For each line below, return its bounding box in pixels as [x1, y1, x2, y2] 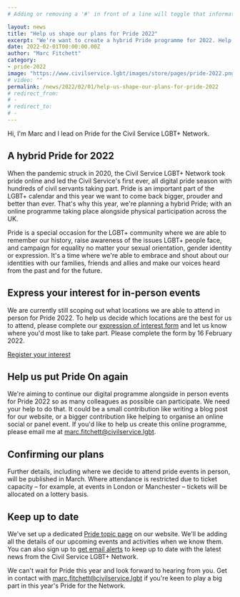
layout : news [7, 23, 46, 31]
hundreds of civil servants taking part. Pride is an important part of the [7, 184, 215, 193]
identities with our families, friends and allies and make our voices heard [7, 259, 220, 267]
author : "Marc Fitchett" [7, 50, 81, 57]
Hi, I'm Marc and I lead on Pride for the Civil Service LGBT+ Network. [7, 129, 210, 138]
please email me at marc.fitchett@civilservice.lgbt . [7, 428, 156, 436]
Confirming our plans [7, 448, 105, 461]
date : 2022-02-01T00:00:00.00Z [7, 44, 101, 51]
